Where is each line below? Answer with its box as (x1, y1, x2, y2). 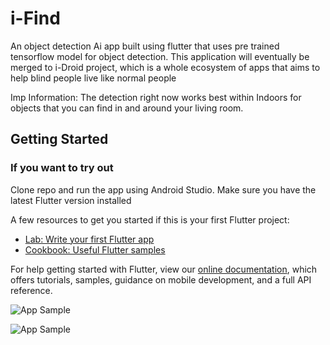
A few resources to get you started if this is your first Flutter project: (10, 213, 290, 226)
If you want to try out (10, 161, 114, 175)
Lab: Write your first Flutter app (24, 233, 155, 245)
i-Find (10, 7, 61, 30)
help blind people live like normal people (10, 72, 177, 84)
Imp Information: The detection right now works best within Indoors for (10, 91, 302, 103)
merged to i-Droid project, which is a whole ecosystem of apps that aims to (10, 61, 321, 73)
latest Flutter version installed (10, 194, 132, 206)
